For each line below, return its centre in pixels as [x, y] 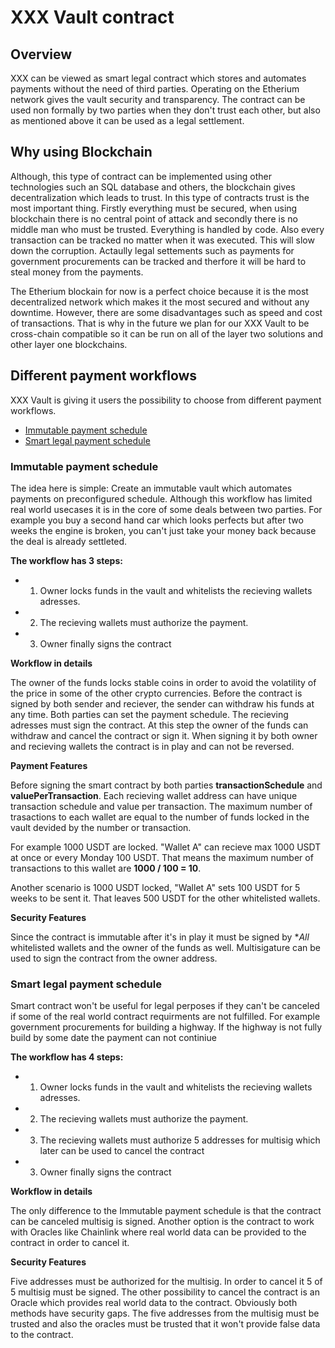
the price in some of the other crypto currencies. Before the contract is [156, 693]
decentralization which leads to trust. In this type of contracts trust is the [160, 197]
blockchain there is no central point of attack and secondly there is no [154, 218]
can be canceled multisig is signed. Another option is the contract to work [162, 1222]
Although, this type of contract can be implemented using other [141, 176]
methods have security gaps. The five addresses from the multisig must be [165, 1313]
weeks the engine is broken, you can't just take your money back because [163, 530]
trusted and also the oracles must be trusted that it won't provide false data [165, 1324]
